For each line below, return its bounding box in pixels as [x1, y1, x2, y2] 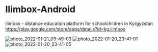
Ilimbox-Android [5, 4, 75, 15]
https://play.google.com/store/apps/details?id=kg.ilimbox [5, 25, 126, 32]
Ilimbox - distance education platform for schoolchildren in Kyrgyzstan [5, 20, 153, 27]
